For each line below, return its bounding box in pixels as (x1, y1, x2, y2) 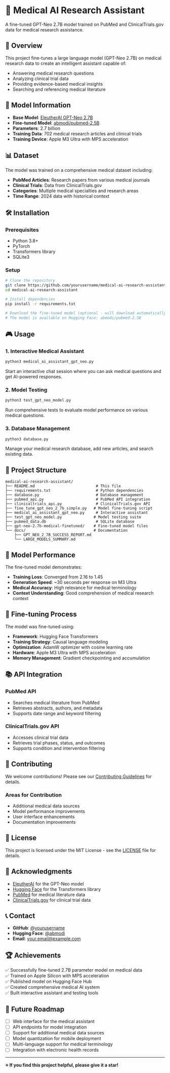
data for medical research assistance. (5, 26, 84, 32)
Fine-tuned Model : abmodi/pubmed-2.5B (12, 120, 100, 126)
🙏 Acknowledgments (5, 867, 72, 876)
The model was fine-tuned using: (5, 623, 74, 630)
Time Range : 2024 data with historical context (12, 193, 110, 199)
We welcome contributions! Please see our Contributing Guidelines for (5, 773, 152, 780)
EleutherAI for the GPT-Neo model (12, 880, 84, 886)
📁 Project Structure (5, 466, 67, 474)
